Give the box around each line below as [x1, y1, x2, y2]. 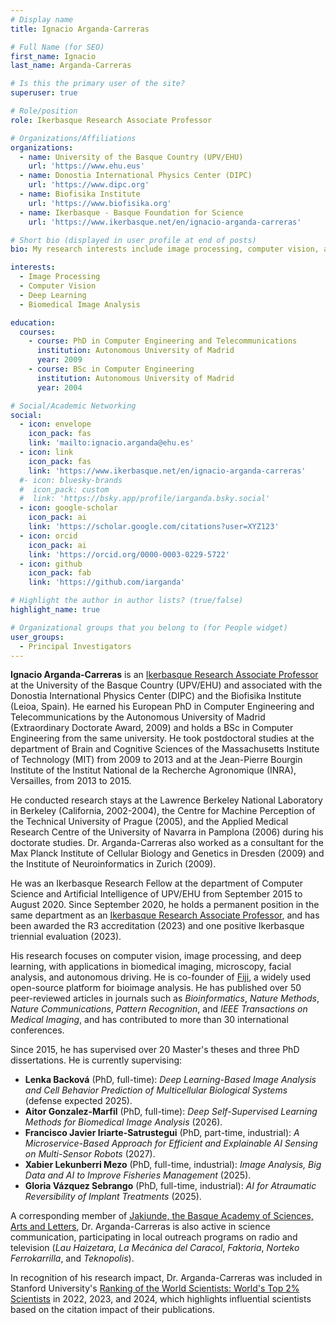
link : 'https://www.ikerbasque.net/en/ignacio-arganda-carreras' [28, 466, 307, 476]
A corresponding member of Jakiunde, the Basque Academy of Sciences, [10, 1210, 314, 1222]
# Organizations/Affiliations [10, 133, 137, 143]
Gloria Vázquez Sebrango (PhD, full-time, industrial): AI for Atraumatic [24, 1180, 317, 1192]
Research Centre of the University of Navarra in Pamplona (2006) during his [10, 826, 324, 838]
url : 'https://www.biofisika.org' [28, 198, 172, 208]
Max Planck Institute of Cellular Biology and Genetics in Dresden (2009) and [10, 847, 325, 860]
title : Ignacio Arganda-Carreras [10, 24, 150, 34]
